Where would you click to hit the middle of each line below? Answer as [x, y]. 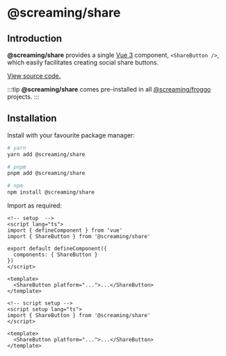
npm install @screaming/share [51, 192]
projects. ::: [23, 96]
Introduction [35, 39]
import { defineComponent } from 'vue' [65, 230]
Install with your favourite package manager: [71, 135]
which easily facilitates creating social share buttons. [83, 62]
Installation [32, 118]
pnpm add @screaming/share [46, 173]
